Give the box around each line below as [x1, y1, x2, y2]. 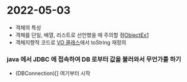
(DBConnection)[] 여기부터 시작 [15, 70, 91, 77]
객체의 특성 [15, 24, 42, 31]
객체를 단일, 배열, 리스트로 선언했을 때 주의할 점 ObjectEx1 [15, 31, 149, 39]
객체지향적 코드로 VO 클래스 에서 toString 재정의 [15, 39, 126, 46]
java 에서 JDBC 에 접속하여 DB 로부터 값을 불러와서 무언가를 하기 [7, 55, 182, 63]
